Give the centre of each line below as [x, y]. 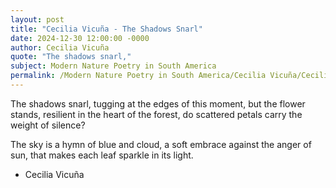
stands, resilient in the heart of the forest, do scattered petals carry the [156, 114]
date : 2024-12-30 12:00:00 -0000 [80, 38]
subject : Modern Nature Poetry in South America [113, 66]
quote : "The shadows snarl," [71, 57]
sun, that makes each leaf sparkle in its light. [102, 155]
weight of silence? [48, 125]
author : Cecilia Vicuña [60, 47]
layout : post [37, 19]
